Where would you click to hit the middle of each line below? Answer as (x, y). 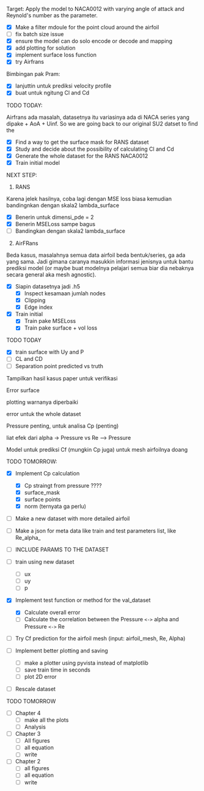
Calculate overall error (52, 613)
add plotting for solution (45, 48)
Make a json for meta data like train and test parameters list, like (96, 531)
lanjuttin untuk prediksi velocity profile (63, 86)
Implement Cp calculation (47, 473)
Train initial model (37, 162)
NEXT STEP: (22, 175)
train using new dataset (45, 562)
